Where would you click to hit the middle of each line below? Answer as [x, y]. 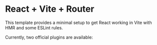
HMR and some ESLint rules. [34, 27]
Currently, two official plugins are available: [49, 37]
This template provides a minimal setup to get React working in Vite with [78, 22]
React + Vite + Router [50, 9]
